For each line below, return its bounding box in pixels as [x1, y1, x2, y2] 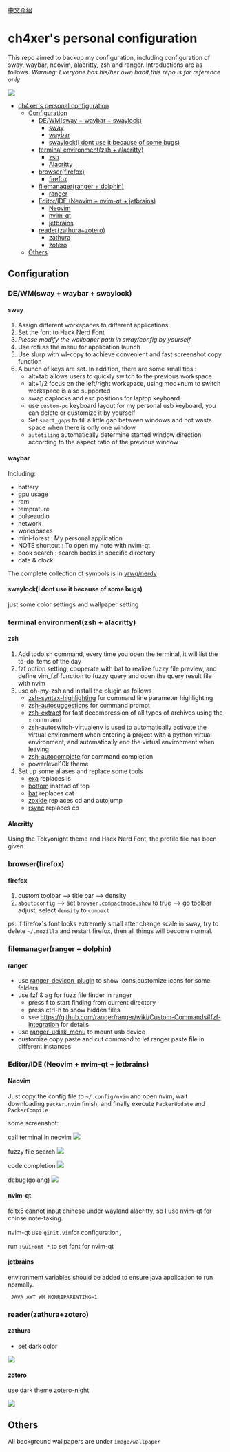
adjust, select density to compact [17, 906, 110, 914]
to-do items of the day [17, 657, 82, 665]
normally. [8, 1280, 34, 1289]
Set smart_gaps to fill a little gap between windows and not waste [28, 416, 213, 425]
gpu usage [17, 490, 49, 498]
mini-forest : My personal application [17, 533, 123, 542]
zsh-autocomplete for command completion [28, 752, 154, 760]
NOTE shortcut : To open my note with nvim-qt [17, 541, 151, 549]
